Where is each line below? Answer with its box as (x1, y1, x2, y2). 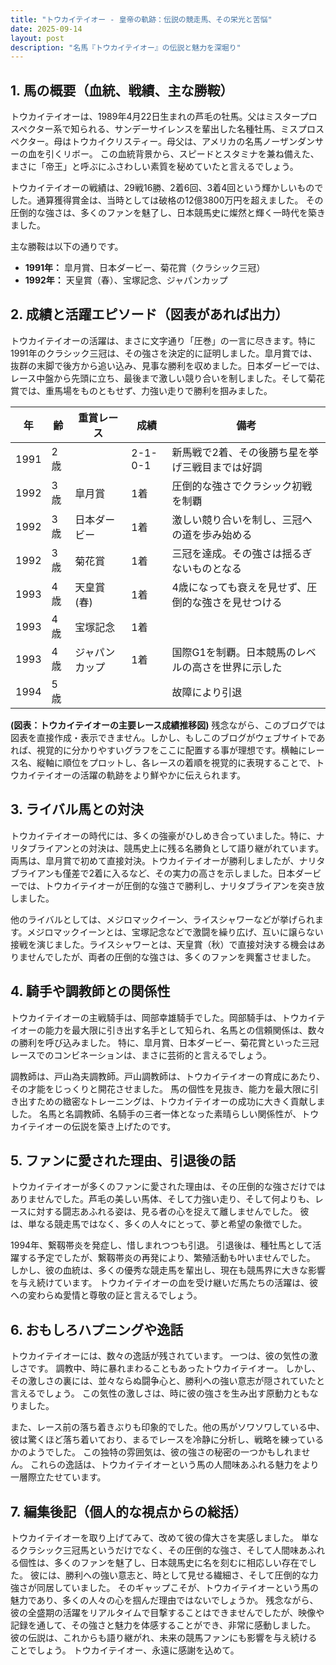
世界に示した (221, 660, 283, 674)
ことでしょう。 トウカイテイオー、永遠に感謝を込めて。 (10, 1644, 240, 1656)
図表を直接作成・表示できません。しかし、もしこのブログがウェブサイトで (10, 731, 317, 743)
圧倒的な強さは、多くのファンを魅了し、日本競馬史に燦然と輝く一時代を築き (10, 207, 326, 219)
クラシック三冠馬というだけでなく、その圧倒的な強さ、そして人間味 (18, 1544, 300, 1556)
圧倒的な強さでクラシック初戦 (171, 479, 313, 493)
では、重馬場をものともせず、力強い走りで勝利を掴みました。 (18, 384, 273, 396)
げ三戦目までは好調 (171, 460, 263, 474)
